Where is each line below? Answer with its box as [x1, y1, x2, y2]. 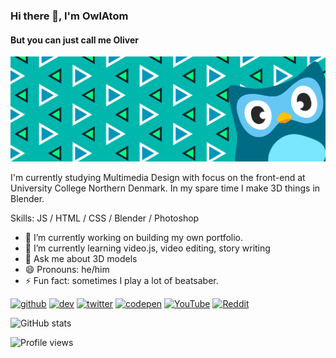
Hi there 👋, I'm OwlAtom [10, 9, 129, 23]
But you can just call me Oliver [10, 34, 139, 46]
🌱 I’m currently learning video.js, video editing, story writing [24, 242, 271, 254]
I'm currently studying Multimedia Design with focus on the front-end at [10, 171, 306, 183]
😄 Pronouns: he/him [24, 263, 110, 275]
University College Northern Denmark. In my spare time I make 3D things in [10, 182, 321, 194]
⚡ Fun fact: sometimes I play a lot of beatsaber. [24, 274, 219, 286]
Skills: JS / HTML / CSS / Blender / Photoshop [10, 212, 200, 224]
